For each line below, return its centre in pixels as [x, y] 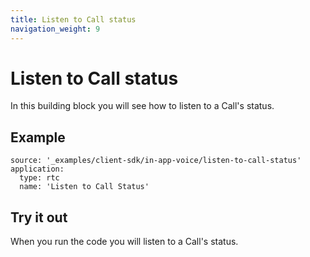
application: [37, 169]
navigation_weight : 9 [55, 29]
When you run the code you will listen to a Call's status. [124, 242]
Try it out [39, 217]
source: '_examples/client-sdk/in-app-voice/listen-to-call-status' [156, 161]
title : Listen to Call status [73, 19]
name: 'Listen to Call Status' [84, 187]
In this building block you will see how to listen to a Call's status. [142, 106]
